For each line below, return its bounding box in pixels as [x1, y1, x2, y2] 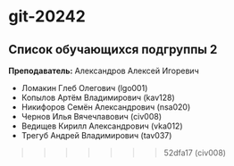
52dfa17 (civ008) [163, 147, 227, 158]
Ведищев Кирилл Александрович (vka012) [21, 120, 183, 131]
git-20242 [8, 6, 86, 27]
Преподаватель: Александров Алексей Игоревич [8, 65, 199, 76]
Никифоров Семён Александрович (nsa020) [21, 102, 191, 112]
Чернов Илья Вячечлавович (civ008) [21, 112, 163, 121]
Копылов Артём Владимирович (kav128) [21, 92, 175, 103]
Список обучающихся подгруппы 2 [8, 42, 218, 57]
